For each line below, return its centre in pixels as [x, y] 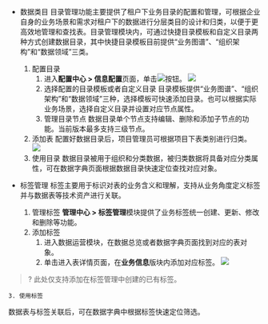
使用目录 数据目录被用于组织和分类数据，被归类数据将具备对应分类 [142, 158]
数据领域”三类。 [67, 52]
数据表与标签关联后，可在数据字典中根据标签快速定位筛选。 [106, 312]
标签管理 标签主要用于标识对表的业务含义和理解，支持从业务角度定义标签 [140, 185]
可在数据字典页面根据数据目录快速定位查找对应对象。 [134, 168]
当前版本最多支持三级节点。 [104, 129]
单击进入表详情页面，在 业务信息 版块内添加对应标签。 [132, 262]
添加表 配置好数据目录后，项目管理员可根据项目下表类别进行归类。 [142, 139]
